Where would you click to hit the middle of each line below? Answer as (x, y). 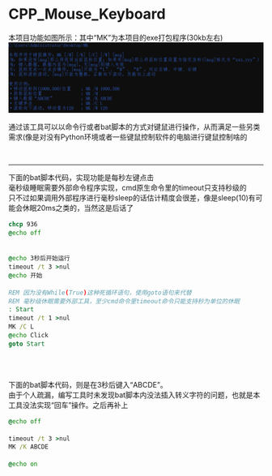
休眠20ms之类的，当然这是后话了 (78, 208)
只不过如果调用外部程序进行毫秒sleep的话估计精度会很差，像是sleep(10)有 (132, 197)
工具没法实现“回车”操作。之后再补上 (68, 405)
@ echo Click (28, 336)
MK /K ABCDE (28, 447)
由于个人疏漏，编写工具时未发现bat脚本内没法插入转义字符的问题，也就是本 (134, 395)
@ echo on (23, 464)
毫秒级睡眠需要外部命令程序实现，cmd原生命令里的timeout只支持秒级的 (127, 187)
